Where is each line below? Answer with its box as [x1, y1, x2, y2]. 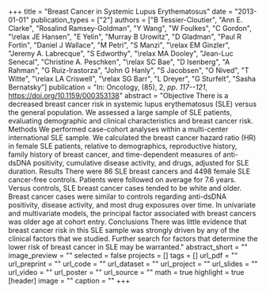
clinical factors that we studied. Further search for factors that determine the [8, 234, 258, 243]
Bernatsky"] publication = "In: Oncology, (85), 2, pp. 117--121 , [8, 82, 208, 92]
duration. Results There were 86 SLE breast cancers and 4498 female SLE [8, 166, 251, 176]
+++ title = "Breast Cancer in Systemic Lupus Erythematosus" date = [8, 7, 234, 16]
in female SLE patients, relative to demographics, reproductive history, [8, 142, 237, 150]
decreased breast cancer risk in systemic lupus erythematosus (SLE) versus [8, 99, 257, 108]
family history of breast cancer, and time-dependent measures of [8, 150, 222, 159]
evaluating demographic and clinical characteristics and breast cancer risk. [8, 116, 253, 125]
